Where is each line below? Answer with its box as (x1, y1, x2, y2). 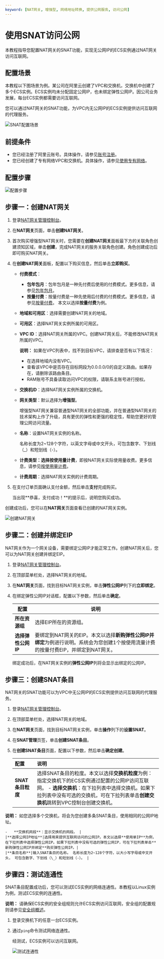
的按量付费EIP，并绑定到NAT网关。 (35, 646, 116, 653)
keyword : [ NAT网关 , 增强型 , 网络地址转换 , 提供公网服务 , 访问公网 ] (5, 7, 130, 12)
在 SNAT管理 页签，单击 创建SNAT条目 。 (12, 737, 92, 743)
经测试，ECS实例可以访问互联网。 (12, 938, 81, 944)
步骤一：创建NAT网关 (5, 203, 70, 211)
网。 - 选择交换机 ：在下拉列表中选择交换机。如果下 (37, 785, 155, 791)
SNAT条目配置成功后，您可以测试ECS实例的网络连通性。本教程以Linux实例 (5, 884, 156, 890)
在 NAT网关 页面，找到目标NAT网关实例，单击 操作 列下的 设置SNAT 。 (12, 727, 149, 733)
